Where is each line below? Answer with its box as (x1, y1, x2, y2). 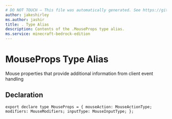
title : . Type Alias (5, 22, 50, 27)
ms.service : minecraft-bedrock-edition (5, 31, 91, 36)
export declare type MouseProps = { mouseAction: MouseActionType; (5, 104, 153, 109)
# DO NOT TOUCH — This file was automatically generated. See (5, 7, 141, 13)
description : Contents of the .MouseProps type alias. (5, 27, 125, 32)
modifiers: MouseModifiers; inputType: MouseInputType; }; (5, 109, 134, 114)
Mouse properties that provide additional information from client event (5, 70, 154, 76)
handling (5, 75, 24, 82)
